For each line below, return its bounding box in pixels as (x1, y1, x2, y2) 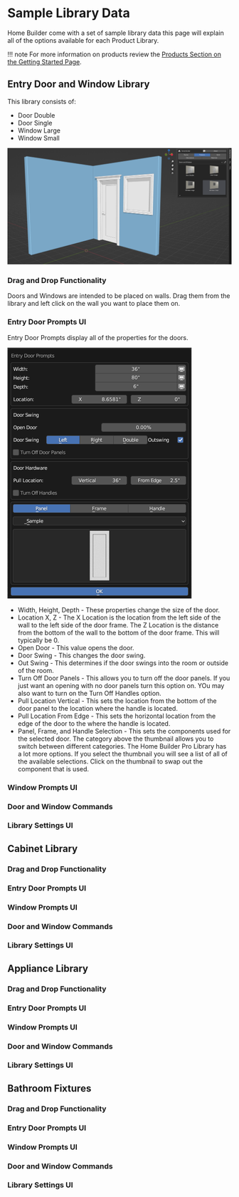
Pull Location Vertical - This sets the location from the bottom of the (17, 697, 217, 705)
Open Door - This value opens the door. (17, 643, 134, 652)
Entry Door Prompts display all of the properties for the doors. (7, 333, 188, 341)
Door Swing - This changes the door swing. (17, 651, 146, 659)
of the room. (17, 666, 55, 674)
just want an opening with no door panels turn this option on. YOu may (17, 681, 225, 689)
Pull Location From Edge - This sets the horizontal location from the (17, 711, 216, 720)
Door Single (17, 118, 53, 127)
